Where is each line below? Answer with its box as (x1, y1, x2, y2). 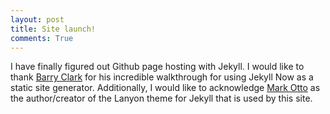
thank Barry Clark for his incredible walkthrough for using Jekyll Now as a (10, 71, 314, 83)
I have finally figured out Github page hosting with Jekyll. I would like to (10, 61, 305, 73)
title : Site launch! (10, 24, 97, 34)
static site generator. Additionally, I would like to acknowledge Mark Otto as (10, 82, 321, 94)
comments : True (10, 33, 74, 43)
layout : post (10, 14, 65, 25)
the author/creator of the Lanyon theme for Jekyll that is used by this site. (10, 92, 313, 105)
